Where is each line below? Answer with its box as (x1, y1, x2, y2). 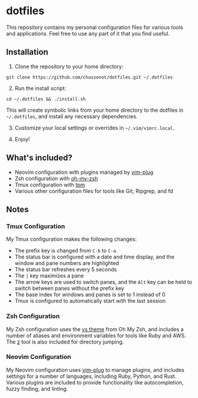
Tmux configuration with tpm (14, 181, 86, 188)
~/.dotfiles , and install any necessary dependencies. (6, 112, 138, 119)
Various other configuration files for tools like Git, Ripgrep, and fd (14, 187, 173, 195)
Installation (6, 47, 48, 57)
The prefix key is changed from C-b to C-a (14, 247, 116, 254)
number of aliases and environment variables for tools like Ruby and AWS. (6, 332, 186, 339)
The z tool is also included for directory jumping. (6, 338, 124, 345)
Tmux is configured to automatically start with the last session (14, 297, 166, 305)
